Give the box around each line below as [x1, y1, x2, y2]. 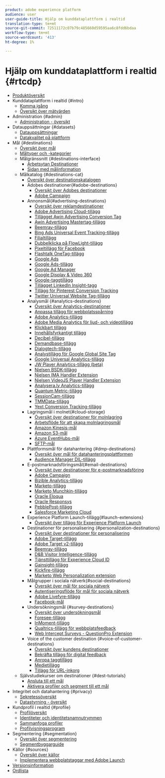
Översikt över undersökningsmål [34, 609, 101, 615]
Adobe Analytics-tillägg [34, 314, 83, 320]
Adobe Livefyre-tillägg [34, 593, 81, 599]
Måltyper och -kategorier [19, 150, 71, 156]
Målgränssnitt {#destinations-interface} [19, 155, 101, 161]
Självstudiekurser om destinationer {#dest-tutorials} [19, 672, 126, 678]
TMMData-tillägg [34, 398, 69, 404]
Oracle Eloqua [34, 493, 63, 499]
